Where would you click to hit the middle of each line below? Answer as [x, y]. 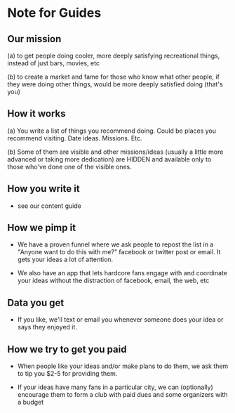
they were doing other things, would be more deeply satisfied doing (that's [115, 84]
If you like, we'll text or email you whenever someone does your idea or [120, 320]
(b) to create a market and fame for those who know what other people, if [113, 77]
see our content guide [49, 206]
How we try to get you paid [67, 349]
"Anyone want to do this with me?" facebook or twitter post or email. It [119, 252]
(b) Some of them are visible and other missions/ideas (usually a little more [115, 152]
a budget [31, 402]
